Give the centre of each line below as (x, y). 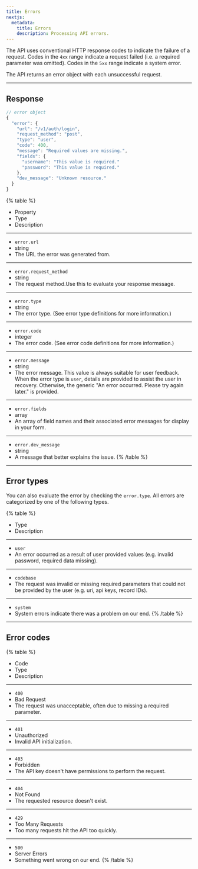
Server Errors (31, 854)
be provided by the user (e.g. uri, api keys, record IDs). (81, 590)
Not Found (27, 794)
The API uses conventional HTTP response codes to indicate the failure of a (98, 50)
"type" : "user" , (37, 140)
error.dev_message (37, 445)
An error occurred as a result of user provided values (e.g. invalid (94, 554)
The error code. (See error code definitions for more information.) (94, 343)
